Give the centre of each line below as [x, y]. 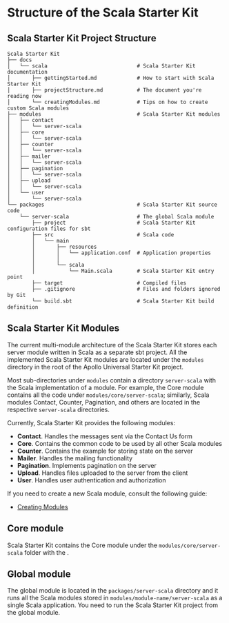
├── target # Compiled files [109, 283]
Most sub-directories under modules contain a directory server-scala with [111, 380]
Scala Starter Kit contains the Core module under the [82, 545]
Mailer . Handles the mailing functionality [75, 458]
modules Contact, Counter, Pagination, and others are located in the [104, 402]
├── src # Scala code [103, 235]
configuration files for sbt [49, 229]
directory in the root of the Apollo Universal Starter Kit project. [96, 367]
